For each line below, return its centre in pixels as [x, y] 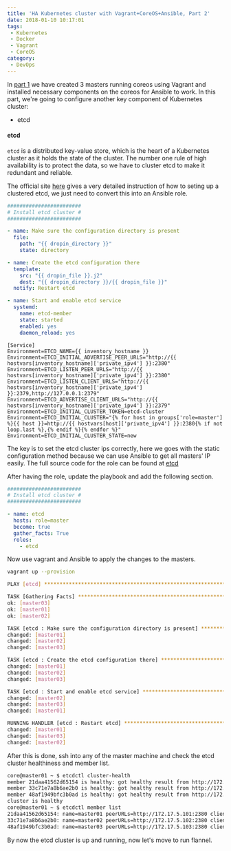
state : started [41, 320]
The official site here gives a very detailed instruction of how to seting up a [113, 186]
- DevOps [23, 65]
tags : [15, 26]
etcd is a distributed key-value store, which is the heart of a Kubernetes [108, 150]
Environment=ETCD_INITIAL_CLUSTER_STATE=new [72, 435]
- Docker [23, 39]
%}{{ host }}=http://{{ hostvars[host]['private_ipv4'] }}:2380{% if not [115, 423]
